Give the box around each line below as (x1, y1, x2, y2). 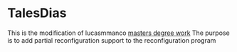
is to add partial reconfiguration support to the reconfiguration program (7, 36, 216, 44)
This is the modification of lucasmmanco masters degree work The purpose (7, 28, 230, 37)
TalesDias (7, 5, 67, 21)
